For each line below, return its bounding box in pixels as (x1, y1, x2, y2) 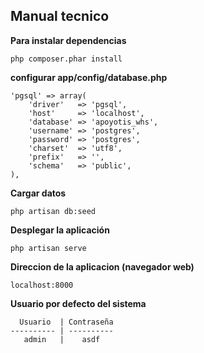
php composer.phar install (10, 54, 123, 64)
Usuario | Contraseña (19, 317, 114, 327)
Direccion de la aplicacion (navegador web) (10, 260, 195, 273)
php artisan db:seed (10, 206, 97, 216)
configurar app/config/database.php (10, 71, 168, 83)
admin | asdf (23, 334, 101, 344)
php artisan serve (10, 243, 87, 253)
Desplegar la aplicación (10, 224, 110, 236)
